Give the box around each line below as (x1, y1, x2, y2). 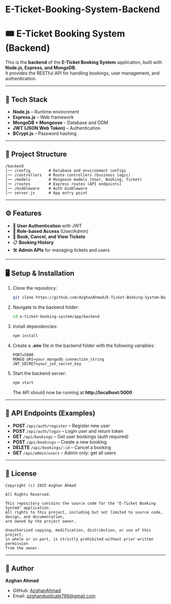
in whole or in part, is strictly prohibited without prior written (5, 537, 154, 542)
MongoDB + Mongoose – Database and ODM (12, 119, 108, 126)
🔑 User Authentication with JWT (12, 222, 82, 228)
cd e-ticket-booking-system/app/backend (12, 314, 100, 319)
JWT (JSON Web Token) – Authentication (12, 125, 101, 131)
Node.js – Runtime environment (12, 108, 79, 114)
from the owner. (5, 545, 40, 550)
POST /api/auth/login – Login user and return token (12, 428, 124, 434)
